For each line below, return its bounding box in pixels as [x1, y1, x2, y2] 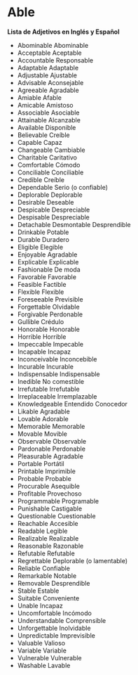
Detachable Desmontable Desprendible [17, 220, 131, 229]
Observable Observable [17, 437, 86, 445]
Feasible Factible [17, 280, 67, 288]
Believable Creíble [17, 131, 70, 139]
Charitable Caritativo [17, 153, 77, 162]
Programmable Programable [17, 496, 99, 505]
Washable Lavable [17, 661, 71, 669]
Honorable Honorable [17, 325, 81, 333]
